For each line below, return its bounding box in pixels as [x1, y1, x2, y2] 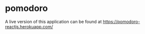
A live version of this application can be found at [5, 19, 102, 24]
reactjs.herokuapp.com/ [5, 23, 54, 29]
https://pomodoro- [103, 19, 140, 24]
